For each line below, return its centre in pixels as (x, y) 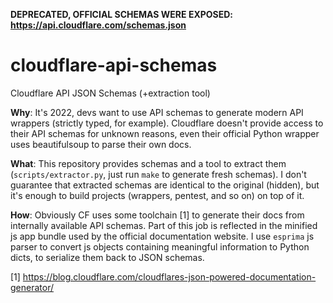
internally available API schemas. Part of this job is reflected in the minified (164, 225)
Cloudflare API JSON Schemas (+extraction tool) (110, 93)
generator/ (32, 287)
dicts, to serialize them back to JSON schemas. (107, 257)
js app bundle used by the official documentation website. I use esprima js (162, 236)
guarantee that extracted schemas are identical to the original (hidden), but (165, 185)
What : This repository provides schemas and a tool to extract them (148, 163)
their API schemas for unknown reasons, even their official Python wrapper (165, 133)
